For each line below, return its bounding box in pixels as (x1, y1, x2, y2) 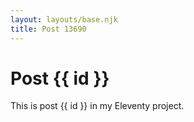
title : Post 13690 (10, 24, 87, 34)
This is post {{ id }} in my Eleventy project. (10, 100, 185, 112)
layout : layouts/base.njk (10, 14, 118, 25)
